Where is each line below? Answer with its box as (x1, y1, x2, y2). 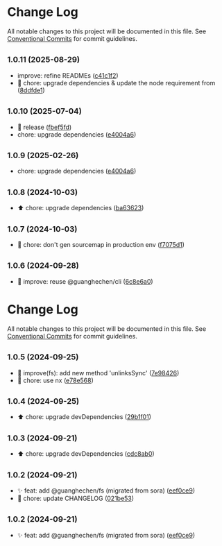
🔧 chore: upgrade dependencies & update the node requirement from (17, 78, 216, 87)
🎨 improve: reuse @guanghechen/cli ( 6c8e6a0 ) (17, 277, 154, 285)
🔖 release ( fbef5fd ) (17, 123, 72, 131)
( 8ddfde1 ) (17, 86, 45, 94)
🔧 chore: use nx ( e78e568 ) (17, 376, 94, 384)
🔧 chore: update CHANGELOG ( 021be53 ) (17, 494, 134, 502)
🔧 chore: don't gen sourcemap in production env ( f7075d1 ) (17, 241, 185, 248)
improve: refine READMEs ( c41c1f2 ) (17, 71, 119, 80)
